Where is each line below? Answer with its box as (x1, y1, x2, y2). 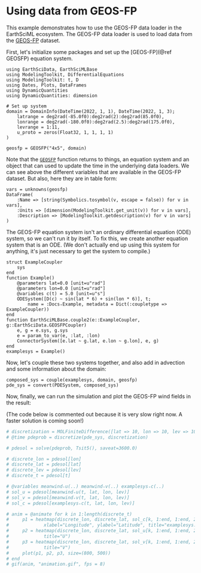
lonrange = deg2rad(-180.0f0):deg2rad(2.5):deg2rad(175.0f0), (17, 119, 175, 125)
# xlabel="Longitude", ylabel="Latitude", (6, 522, 146, 529)
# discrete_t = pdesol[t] (6, 473, 71, 479)
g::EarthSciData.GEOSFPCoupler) (6, 322, 87, 328)
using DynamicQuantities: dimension (6, 92, 98, 98)
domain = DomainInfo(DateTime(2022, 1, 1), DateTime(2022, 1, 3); (6, 108, 175, 115)
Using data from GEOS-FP (6, 4, 138, 18)
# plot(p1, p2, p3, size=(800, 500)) (6, 550, 111, 556)
